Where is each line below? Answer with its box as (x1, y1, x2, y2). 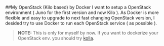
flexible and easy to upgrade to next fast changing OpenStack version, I (5, 15, 155, 20)
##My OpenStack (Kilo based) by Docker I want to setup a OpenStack (5, 4, 151, 10)
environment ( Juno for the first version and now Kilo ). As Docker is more (5, 9, 159, 15)
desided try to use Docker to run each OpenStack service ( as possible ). (5, 20, 157, 26)
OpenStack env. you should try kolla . (17, 35, 95, 41)
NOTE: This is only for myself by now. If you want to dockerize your (17, 30, 158, 35)
